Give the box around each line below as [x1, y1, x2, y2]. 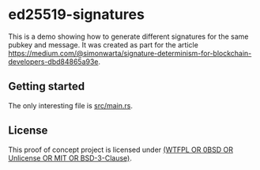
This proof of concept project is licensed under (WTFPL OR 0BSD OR [8, 145, 233, 154]
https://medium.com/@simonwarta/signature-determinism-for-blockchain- [8, 48, 252, 58]
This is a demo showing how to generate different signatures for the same [8, 32, 249, 41]
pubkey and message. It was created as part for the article [8, 40, 199, 49]
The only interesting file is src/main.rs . [8, 100, 133, 110]
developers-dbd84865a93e [8, 57, 99, 66]
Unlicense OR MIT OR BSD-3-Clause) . [8, 153, 132, 163]
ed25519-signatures [8, 6, 145, 24]
